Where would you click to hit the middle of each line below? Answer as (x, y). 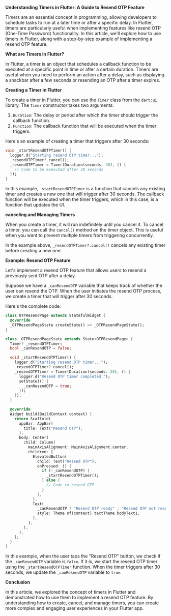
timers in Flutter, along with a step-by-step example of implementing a (79, 39)
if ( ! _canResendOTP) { (66, 471)
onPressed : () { (54, 466)
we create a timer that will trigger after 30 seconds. (59, 297)
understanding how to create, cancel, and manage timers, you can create (82, 603)
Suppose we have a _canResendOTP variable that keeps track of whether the (84, 286)
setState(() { (34, 381)
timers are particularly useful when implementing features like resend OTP (83, 28)
